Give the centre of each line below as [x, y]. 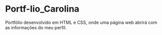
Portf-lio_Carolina [42, 9]
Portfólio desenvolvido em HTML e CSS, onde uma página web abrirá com [81, 22]
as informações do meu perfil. [36, 27]
